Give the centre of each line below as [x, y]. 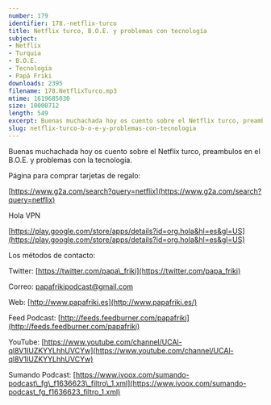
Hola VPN [25, 215]
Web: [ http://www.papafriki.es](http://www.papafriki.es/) [103, 302]
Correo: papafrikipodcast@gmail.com [71, 286]
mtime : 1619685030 [39, 98]
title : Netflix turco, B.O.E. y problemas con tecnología [108, 31]
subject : [23, 38]
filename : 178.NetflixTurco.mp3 [63, 91]
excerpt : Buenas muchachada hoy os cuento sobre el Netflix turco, [124, 121]
